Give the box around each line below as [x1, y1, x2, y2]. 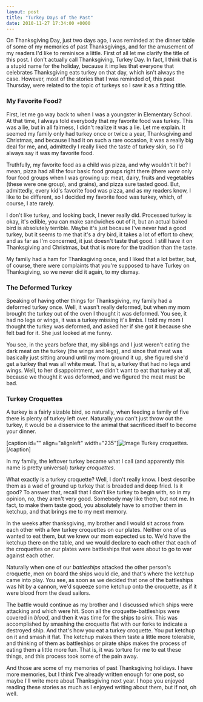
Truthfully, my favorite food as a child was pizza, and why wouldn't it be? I [6, 161, 191, 168]
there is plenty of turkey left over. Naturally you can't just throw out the [6, 415, 183, 422]
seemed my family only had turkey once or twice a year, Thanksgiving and [6, 130, 192, 137]
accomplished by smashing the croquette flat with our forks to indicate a [6, 620, 188, 627]
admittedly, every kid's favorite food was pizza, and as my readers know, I [6, 187, 191, 194]
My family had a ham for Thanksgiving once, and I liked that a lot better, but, [6, 255, 197, 262]
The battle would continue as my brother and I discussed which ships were [6, 601, 194, 609]
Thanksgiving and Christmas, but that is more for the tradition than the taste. [6, 243, 198, 251]
